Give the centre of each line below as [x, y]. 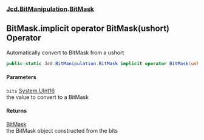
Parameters [21, 77]
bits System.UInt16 [31, 91]
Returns [17, 111]
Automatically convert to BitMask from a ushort [65, 52]
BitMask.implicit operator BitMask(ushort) [88, 29]
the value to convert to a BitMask [48, 97]
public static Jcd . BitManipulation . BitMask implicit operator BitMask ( [99, 63]
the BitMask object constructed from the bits [62, 131]
